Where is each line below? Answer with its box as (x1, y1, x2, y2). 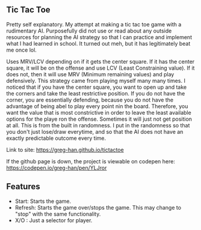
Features (6, 181, 40, 192)
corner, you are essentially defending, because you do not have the (6, 96, 173, 103)
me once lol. (6, 46, 37, 53)
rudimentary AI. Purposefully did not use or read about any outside (6, 27, 172, 34)
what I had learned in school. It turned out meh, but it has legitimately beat (6, 40, 191, 47)
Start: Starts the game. (14, 198, 71, 205)
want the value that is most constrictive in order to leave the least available (6, 109, 191, 116)
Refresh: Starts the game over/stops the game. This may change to (14, 204, 182, 211)
